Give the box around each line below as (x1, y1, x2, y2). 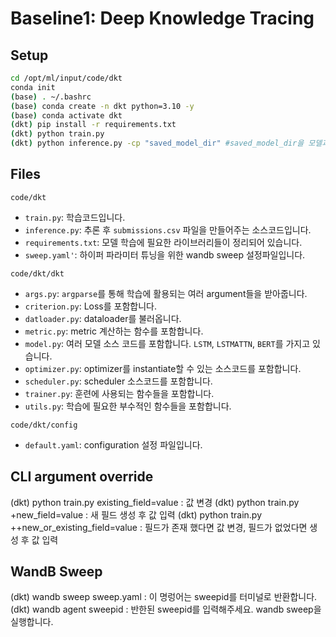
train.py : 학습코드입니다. (24, 211, 126, 223)
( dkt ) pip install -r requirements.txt (10, 120, 177, 130)
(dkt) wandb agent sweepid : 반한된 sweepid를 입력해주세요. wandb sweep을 (10, 603, 322, 616)
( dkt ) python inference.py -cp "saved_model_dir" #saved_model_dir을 (10, 138, 305, 149)
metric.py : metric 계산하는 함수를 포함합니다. (24, 325, 204, 337)
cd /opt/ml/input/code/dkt (10, 73, 123, 83)
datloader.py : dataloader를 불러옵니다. (24, 312, 182, 324)
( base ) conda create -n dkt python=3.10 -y (10, 101, 195, 111)
